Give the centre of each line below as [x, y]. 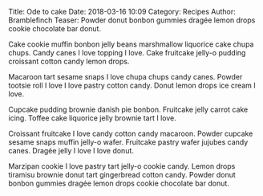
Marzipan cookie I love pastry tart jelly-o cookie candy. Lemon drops [122, 166]
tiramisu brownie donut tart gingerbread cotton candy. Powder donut [122, 175]
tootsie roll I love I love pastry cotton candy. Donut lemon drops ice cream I [132, 85]
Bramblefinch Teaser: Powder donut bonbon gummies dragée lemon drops [132, 20]
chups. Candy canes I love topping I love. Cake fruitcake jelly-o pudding [127, 53]
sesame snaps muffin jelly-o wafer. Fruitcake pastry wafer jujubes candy [128, 142]
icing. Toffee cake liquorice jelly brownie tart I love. [92, 118]
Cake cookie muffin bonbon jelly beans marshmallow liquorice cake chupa [131, 44]
